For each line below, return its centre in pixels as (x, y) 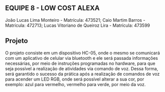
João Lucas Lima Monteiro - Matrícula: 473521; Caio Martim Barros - (75, 20)
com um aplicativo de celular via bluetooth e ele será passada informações (82, 58)
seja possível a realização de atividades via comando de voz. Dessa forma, (82, 68)
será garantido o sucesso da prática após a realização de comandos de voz (82, 74)
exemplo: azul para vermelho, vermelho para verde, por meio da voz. (76, 84)
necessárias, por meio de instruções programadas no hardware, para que (80, 63)
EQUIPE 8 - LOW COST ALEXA (53, 8)
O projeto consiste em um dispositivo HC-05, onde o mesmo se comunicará (82, 53)
